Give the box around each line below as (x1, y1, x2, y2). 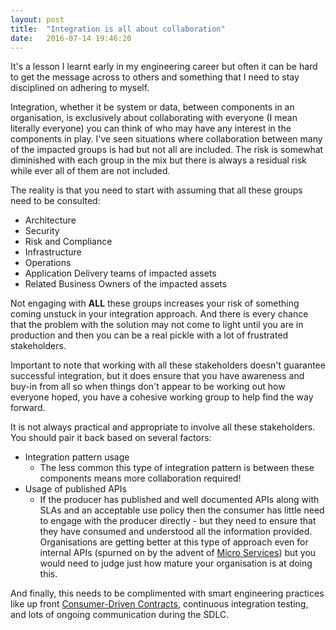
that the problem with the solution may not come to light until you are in (10, 319, 304, 331)
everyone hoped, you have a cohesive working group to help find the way (10, 391, 314, 403)
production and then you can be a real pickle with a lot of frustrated (10, 329, 289, 341)
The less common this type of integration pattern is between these (39, 462, 315, 474)
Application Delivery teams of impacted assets (24, 267, 217, 280)
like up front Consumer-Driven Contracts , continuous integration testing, (10, 598, 309, 610)
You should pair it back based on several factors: (10, 432, 212, 444)
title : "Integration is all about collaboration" (10, 24, 226, 34)
